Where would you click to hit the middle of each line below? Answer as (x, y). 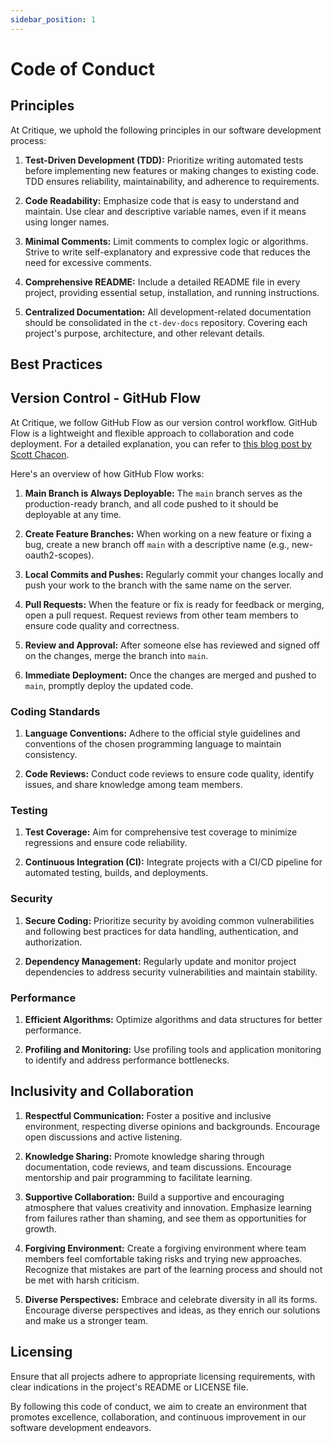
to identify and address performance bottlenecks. (127, 1060)
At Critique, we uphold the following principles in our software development (166, 130)
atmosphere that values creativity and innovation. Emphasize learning (168, 1207)
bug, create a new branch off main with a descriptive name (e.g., (157, 544)
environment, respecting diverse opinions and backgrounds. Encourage (172, 1126)
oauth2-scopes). (59, 555)
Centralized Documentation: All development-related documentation (168, 312)
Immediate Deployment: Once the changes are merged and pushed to (170, 675)
